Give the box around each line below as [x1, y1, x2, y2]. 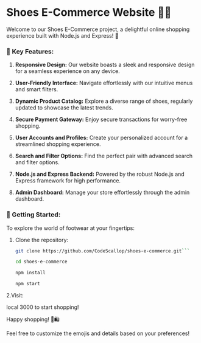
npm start [15, 281, 41, 287]
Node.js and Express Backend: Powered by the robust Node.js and [15, 170, 185, 178]
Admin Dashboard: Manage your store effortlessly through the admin [15, 189, 190, 196]
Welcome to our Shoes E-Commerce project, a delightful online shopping [6, 26, 190, 33]
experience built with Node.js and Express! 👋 [6, 32, 119, 39]
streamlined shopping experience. [15, 140, 101, 148]
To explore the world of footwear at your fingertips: [6, 224, 135, 232]
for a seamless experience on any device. [15, 68, 120, 75]
